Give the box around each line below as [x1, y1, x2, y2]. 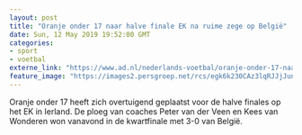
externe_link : [9, 64, 63, 73]
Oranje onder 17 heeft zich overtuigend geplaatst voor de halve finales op [9, 96, 281, 107]
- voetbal [9, 55, 47, 64]
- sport [9, 47, 39, 56]
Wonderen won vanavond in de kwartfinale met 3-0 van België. [9, 115, 243, 126]
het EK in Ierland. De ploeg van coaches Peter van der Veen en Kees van [9, 105, 279, 117]
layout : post [9, 13, 58, 22]
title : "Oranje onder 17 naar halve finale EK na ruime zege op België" [9, 22, 288, 31]
